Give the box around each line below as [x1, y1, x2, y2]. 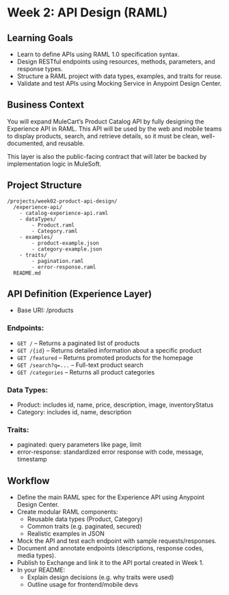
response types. [16, 65, 63, 73]
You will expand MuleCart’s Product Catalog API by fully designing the [7, 117, 204, 125]
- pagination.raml [31, 257, 84, 264]
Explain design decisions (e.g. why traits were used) [27, 573, 174, 581]
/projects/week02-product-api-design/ [7, 197, 118, 205]
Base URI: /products [16, 306, 74, 314]
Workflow [7, 474, 50, 487]
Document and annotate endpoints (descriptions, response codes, [16, 544, 204, 553]
